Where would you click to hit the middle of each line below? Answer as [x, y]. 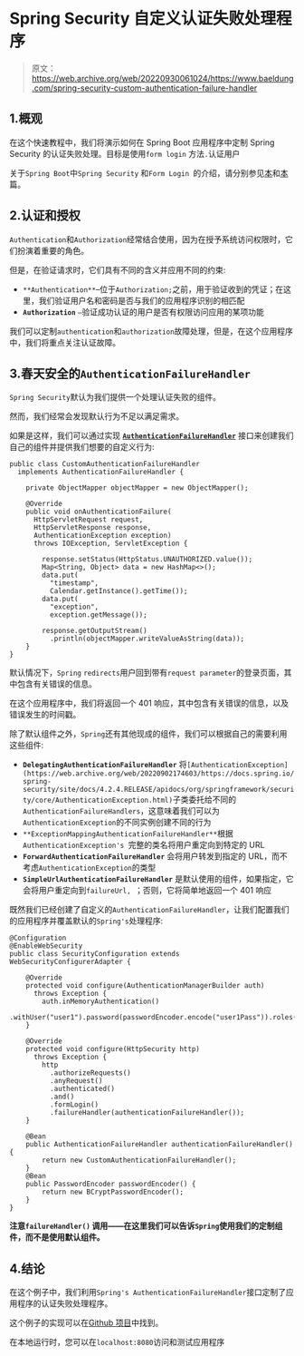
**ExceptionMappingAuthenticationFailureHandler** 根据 [128, 834]
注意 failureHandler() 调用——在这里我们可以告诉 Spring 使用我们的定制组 [146, 1226]
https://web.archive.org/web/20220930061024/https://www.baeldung [162, 78]
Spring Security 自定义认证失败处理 [143, 19]
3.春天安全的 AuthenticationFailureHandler [130, 373]
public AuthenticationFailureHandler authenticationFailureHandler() [160, 1145]
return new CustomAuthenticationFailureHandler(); [139, 1161]
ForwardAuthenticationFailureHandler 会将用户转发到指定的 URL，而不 [155, 856]
